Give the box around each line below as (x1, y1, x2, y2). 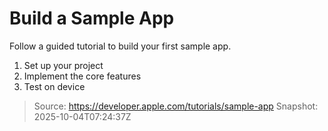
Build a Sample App (9, 7, 175, 30)
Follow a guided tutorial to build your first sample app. (9, 40, 232, 52)
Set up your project (23, 59, 104, 71)
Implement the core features (23, 70, 142, 82)
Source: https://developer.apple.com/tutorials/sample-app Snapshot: (33, 100, 319, 112)
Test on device (23, 80, 86, 92)
